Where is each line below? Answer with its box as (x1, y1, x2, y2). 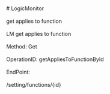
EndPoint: (6, 68, 30, 75)
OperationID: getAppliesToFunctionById (6, 56, 104, 63)
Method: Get (6, 43, 37, 50)
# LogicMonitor (6, 5, 44, 12)
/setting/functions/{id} (6, 81, 61, 88)
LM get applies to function (6, 31, 72, 37)
